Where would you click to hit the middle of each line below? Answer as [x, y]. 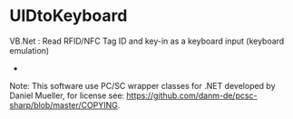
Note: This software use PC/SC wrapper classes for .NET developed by [142, 85]
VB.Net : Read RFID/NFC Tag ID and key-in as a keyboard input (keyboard [147, 41]
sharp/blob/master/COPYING [63, 104]
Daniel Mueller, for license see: [67, 95]
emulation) [29, 50]
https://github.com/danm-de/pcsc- [192, 95]
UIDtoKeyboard [68, 16]
